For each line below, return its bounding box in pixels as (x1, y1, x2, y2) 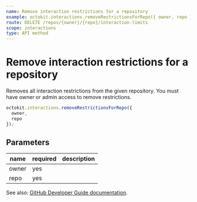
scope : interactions (6, 25, 57, 31)
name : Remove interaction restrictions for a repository (6, 8, 148, 15)
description (62, 155, 95, 163)
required (32, 155, 57, 163)
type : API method (6, 30, 49, 36)
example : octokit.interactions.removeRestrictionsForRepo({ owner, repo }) (6, 14, 195, 20)
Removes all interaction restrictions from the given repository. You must (6, 87, 179, 94)
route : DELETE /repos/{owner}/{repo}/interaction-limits (6, 19, 148, 25)
